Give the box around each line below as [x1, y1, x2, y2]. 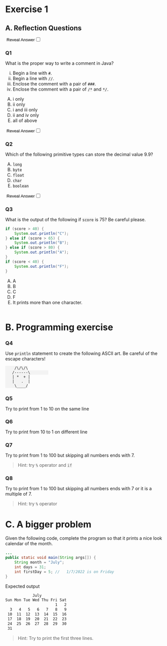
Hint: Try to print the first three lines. [17, 635, 94, 641]
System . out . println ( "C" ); [14, 231, 69, 236]
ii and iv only [12, 112, 39, 118]
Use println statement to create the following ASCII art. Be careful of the [5, 350, 158, 356]
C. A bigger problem [5, 518, 92, 530]
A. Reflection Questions [5, 24, 82, 32]
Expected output [5, 583, 40, 589]
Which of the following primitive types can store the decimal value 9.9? [5, 151, 153, 157]
